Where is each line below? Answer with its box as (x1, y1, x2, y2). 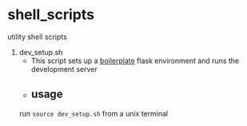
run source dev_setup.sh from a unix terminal (18, 108, 169, 118)
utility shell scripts (7, 32, 67, 41)
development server (30, 64, 98, 73)
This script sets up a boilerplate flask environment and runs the (30, 56, 240, 65)
